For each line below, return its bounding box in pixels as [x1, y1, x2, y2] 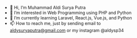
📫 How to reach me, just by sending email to [9, 20, 101, 26]
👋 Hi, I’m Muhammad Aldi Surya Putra [9, 5, 86, 10]
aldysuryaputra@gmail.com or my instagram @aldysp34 [9, 27, 124, 33]
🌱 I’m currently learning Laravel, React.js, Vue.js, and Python [9, 15, 133, 20]
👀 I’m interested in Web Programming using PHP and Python [9, 10, 132, 16]
